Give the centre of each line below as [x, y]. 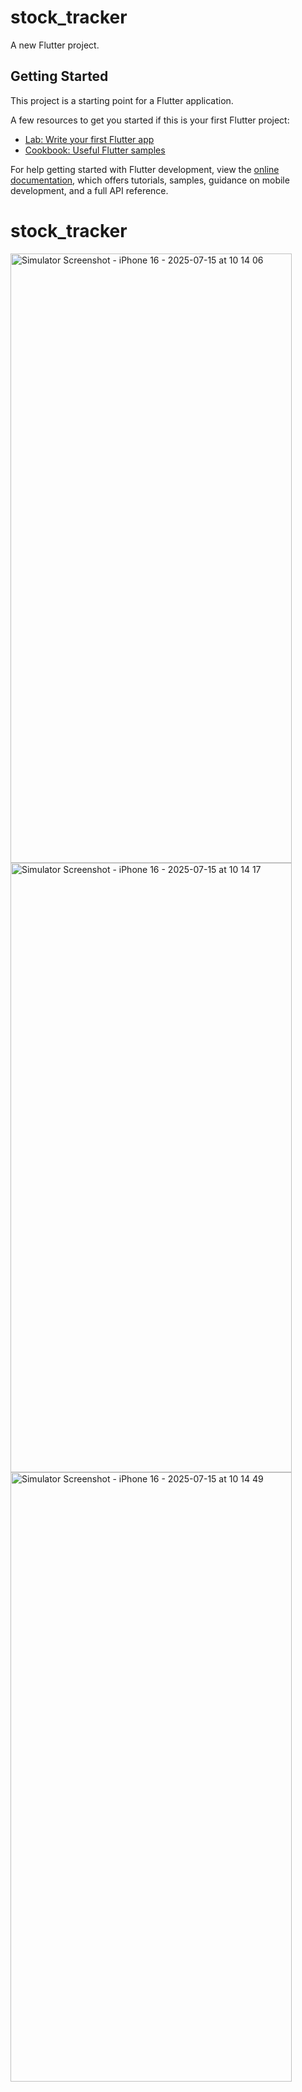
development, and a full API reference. [89, 190]
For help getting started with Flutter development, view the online [145, 169]
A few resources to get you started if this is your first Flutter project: [150, 120]
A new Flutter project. [55, 45]
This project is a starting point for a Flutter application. [122, 100]
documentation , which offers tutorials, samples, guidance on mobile [150, 180]
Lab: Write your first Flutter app [89, 139]
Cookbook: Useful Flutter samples [95, 150]
